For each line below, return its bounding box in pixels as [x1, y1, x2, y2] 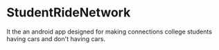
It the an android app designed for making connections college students [6, 27, 213, 36]
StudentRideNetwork [6, 5, 131, 21]
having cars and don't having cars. [6, 34, 105, 42]
